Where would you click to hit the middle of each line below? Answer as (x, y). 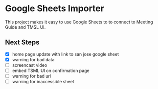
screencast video (30, 65)
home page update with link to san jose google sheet (65, 54)
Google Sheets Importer (55, 9)
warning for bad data (33, 59)
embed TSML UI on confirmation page (51, 71)
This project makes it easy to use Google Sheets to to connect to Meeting (79, 22)
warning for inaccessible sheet (43, 82)
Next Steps (22, 43)
